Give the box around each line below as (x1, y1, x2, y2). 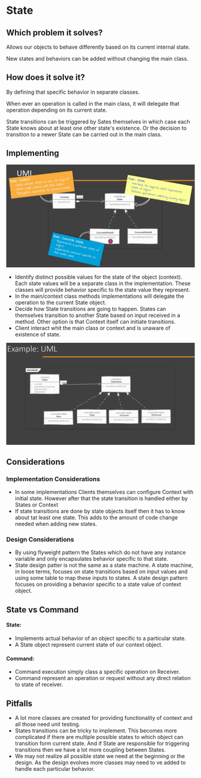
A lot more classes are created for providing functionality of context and (14, 714, 193, 722)
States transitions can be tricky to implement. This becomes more (14, 727, 178, 734)
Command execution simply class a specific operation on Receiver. (14, 668, 181, 675)
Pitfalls (6, 698, 33, 708)
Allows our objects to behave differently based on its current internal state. (6, 43, 190, 50)
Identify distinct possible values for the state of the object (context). (14, 274, 182, 281)
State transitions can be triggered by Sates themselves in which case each (6, 118, 190, 125)
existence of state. (14, 331, 61, 338)
